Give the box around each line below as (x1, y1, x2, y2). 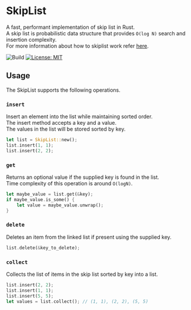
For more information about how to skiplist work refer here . (6, 42, 149, 49)
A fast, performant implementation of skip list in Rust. (6, 24, 135, 31)
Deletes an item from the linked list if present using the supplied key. (6, 234, 172, 241)
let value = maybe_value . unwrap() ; (16, 202, 104, 208)
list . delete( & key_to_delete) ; (6, 245, 81, 251)
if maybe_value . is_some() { (6, 196, 75, 202)
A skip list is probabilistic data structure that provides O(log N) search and (6, 29, 186, 36)
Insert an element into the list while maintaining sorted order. (6, 113, 153, 120)
